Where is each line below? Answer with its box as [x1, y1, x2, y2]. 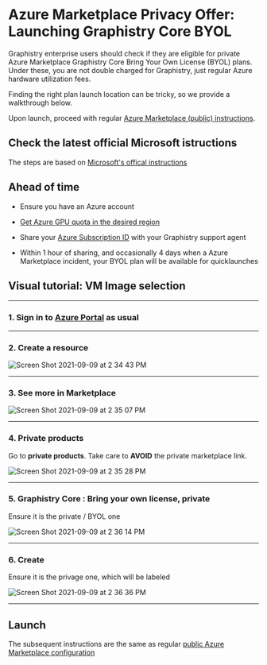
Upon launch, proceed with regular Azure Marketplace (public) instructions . [8, 113, 256, 122]
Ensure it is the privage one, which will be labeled [8, 572, 171, 582]
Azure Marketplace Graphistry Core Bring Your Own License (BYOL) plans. [8, 57, 253, 67]
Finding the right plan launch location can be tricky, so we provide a [8, 89, 230, 99]
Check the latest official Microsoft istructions [8, 137, 238, 150]
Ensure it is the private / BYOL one [8, 511, 121, 521]
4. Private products [8, 433, 84, 444]
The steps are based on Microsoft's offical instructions [8, 157, 188, 167]
